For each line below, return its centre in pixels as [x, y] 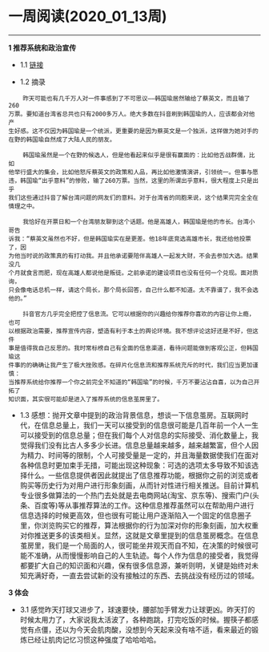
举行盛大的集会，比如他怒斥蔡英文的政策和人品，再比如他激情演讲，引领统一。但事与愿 [136, 172]
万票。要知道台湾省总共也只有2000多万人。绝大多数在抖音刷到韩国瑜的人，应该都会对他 [132, 114]
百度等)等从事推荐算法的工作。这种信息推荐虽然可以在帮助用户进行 [144, 505]
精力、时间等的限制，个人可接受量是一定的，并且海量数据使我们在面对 [143, 455]
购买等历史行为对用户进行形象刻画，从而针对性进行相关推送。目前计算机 [139, 485]
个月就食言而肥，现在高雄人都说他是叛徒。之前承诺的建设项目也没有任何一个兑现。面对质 [133, 273]
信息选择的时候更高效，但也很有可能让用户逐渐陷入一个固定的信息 [128, 515]
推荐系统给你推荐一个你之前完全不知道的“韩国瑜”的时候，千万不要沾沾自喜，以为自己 [134, 382]
